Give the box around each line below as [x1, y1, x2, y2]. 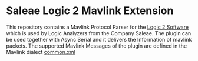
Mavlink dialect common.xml [6, 48, 75, 55]
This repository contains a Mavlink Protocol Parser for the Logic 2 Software [6, 23, 189, 30]
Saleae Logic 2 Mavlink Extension [6, 4, 174, 18]
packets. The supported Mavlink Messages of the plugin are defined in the [6, 42, 187, 49]
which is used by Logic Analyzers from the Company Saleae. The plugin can [6, 29, 192, 36]
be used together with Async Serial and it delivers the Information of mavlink [6, 36, 192, 43]
